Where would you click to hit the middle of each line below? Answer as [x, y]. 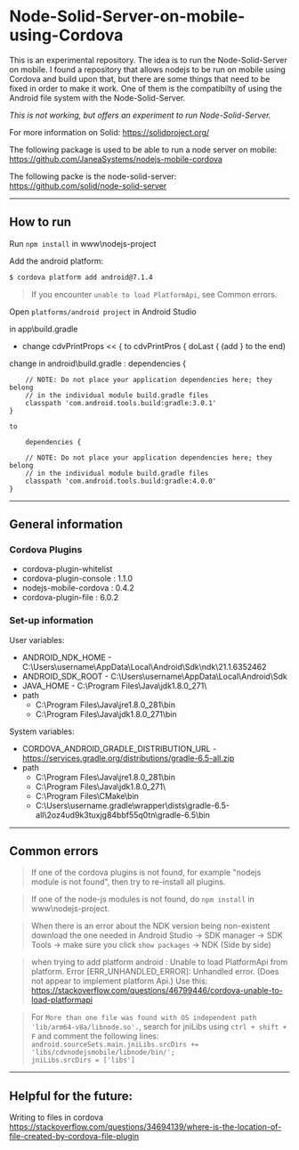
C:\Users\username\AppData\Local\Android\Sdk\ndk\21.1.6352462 [144, 666]
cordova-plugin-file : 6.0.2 [70, 598]
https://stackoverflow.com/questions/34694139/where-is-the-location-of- [145, 1127]
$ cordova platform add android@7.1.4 [81, 277]
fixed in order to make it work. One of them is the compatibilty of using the [145, 88]
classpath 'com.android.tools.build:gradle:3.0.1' [121, 403]
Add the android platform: [57, 261]
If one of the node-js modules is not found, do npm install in [143, 899]
